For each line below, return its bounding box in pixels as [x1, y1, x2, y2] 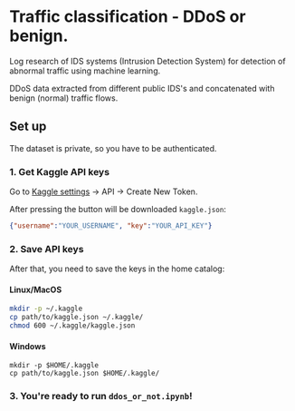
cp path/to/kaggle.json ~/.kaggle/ [9, 313, 144, 322]
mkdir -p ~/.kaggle [9, 304, 83, 314]
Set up [9, 119, 47, 134]
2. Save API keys [9, 242, 84, 255]
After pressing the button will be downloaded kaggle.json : [9, 204, 226, 215]
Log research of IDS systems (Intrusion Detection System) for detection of [9, 55, 287, 66]
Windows [9, 340, 46, 351]
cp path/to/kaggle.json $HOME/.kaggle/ [9, 369, 160, 378]
